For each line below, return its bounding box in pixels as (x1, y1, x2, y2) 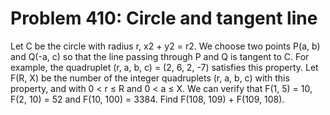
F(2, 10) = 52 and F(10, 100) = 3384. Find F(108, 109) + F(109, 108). (10, 93, 285, 105)
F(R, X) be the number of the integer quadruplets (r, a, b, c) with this (10, 72, 290, 84)
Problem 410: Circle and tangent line (10, 7, 318, 30)
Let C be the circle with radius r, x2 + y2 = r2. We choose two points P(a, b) (10, 40, 321, 52)
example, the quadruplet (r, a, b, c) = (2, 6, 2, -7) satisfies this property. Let (10, 61, 319, 73)
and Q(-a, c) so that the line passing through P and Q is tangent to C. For (10, 50, 310, 62)
